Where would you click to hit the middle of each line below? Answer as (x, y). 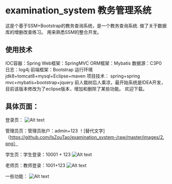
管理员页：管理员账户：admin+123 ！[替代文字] (55, 131)
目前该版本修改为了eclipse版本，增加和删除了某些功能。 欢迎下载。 (76, 89)
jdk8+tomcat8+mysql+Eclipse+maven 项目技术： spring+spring (73, 76)
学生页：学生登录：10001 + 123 (38, 154)
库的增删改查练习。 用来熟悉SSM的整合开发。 (53, 32)
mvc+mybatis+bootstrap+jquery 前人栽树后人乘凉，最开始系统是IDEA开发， (85, 82)
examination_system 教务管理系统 (79, 11)
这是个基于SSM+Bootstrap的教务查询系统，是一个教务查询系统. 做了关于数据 (86, 26)
